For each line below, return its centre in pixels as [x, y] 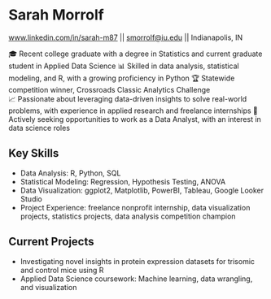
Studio [31, 199]
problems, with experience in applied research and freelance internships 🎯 [133, 110]
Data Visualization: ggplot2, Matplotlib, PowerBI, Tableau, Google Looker [142, 190]
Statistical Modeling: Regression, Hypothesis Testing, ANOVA [123, 181]
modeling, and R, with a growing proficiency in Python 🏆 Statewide [122, 78]
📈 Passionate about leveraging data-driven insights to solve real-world [128, 98]
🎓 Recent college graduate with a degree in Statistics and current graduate [135, 54]
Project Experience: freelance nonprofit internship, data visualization [135, 207]
